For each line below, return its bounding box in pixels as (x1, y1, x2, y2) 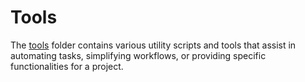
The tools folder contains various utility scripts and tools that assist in (10, 39, 297, 51)
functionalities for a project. (10, 60, 124, 72)
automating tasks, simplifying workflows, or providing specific (10, 49, 267, 61)
